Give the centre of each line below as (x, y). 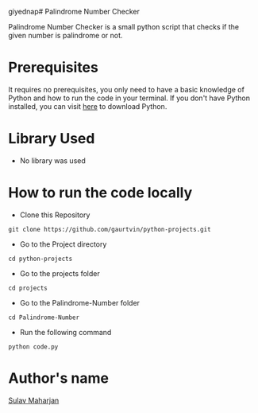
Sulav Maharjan (34, 400)
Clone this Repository (55, 215)
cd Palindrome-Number (44, 318)
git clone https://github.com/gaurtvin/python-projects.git (110, 229)
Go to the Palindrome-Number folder (80, 302)
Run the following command (65, 332)
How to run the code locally (100, 193)
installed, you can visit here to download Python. (88, 106)
